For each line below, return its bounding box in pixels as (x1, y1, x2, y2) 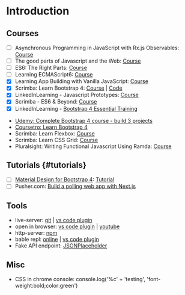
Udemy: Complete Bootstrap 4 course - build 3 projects (14, 117, 153, 124)
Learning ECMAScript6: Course (14, 71, 93, 78)
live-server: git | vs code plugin (14, 217, 92, 224)
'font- (147, 276, 161, 283)
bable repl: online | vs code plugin (14, 236, 99, 243)
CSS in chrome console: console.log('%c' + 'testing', (14, 276, 146, 283)
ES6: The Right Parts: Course (14, 64, 87, 72)
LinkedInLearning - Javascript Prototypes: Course (14, 92, 139, 99)
